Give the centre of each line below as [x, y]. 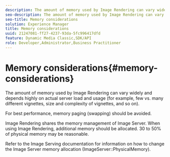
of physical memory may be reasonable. [47, 134]
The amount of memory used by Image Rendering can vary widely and [79, 93]
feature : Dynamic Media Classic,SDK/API [49, 38]
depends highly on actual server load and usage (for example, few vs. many [84, 98]
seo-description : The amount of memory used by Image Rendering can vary [85, 15]
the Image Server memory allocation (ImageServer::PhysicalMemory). [78, 149]
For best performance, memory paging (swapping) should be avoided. [78, 113]
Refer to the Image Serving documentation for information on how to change [85, 144]
